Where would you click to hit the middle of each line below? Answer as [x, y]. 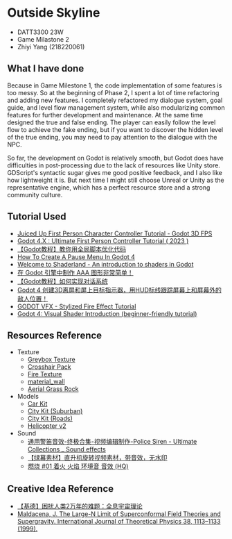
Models [28, 397]
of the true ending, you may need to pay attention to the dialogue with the [112, 137]
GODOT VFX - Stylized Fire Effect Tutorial [77, 306]
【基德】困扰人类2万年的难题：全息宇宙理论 [80, 506]
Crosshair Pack [49, 367]
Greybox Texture [51, 360]
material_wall [46, 382]
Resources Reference [55, 335]
